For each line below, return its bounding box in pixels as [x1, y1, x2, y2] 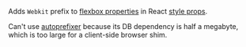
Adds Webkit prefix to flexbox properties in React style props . [8, 7, 208, 16]
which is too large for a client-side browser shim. [8, 31, 168, 39]
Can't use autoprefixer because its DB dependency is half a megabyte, [8, 22, 239, 31]
